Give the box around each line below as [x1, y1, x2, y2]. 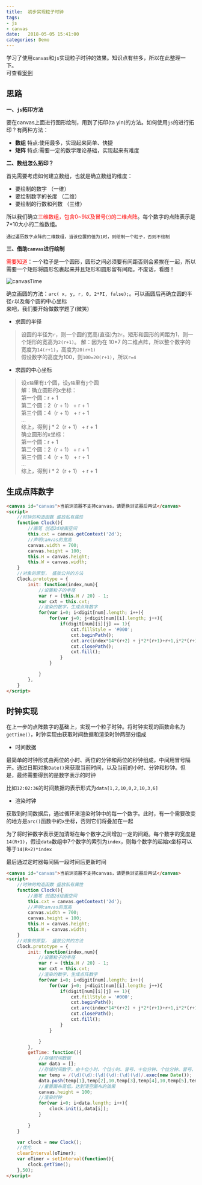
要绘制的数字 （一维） [14, 185, 70, 192]
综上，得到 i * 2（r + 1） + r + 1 [20, 467, 97, 474]
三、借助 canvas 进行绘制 [6, 245, 65, 252]
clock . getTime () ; [28, 1161, 71, 1168]
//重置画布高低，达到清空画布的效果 [38, 1083, 116, 1090]
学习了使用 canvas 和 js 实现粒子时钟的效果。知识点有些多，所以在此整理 [6, 54, 181, 61]
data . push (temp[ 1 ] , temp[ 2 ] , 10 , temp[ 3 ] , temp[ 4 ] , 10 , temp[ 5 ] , [38, 1078, 190, 1084]
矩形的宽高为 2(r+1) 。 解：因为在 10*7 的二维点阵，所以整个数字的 [26, 338, 191, 345]
